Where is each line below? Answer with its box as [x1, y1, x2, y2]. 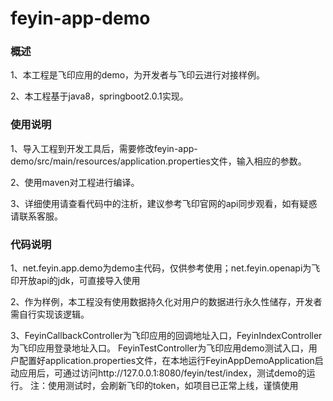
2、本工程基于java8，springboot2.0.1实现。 [10, 90, 189, 102]
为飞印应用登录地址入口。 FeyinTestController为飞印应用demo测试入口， [10, 342, 309, 354]
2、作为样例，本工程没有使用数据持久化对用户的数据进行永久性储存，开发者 [10, 296, 323, 308]
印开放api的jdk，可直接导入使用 [10, 275, 141, 287]
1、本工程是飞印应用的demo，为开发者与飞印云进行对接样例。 [10, 69, 266, 81]
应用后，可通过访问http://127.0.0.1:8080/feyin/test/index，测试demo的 [18, 367, 307, 379]
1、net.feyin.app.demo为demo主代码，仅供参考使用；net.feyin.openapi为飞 [10, 262, 321, 274]
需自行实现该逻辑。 [10, 308, 90, 321]
